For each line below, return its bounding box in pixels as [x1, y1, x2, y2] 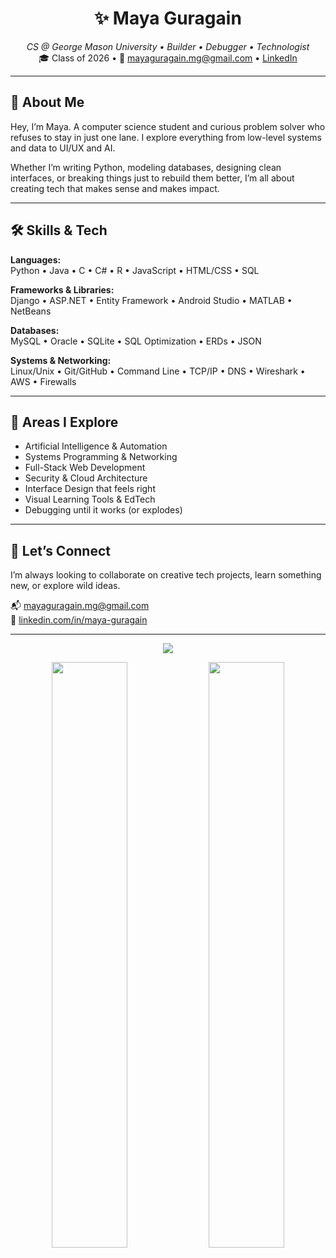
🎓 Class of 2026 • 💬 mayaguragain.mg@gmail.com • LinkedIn [38, 52, 298, 64]
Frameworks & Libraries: [10, 283, 115, 296]
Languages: [10, 253, 62, 266]
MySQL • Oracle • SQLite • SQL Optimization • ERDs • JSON [10, 335, 262, 347]
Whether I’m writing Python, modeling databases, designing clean [10, 161, 282, 173]
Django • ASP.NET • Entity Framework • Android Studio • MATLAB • [10, 294, 293, 306]
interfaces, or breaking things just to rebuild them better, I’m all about [10, 172, 295, 184]
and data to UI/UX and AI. [10, 142, 116, 154]
